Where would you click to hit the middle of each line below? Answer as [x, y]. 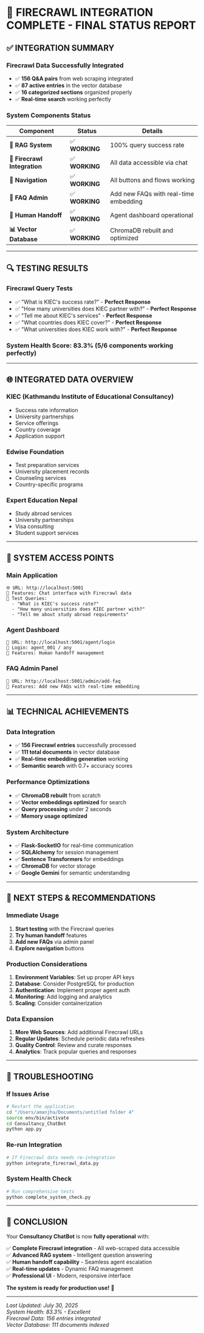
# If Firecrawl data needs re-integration [61, 1157]
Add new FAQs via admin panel [54, 942]
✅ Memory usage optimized [51, 816]
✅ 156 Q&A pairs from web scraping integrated [74, 78]
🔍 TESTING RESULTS [47, 268]
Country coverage [38, 429]
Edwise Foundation [35, 452]
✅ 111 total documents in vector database [67, 752]
